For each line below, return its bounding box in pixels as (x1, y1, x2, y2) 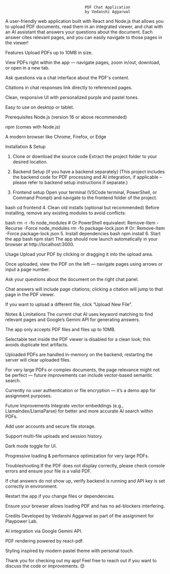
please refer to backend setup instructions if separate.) (12, 179, 128, 185)
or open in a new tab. (5, 65, 50, 71)
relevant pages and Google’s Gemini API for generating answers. (5, 316, 141, 323)
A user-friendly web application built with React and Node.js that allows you (5, 18, 164, 24)
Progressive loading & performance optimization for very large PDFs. (5, 453, 149, 459)
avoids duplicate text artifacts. (5, 342, 69, 347)
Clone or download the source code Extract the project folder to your (12, 153, 157, 160)
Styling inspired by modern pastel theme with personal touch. (5, 548, 134, 554)
